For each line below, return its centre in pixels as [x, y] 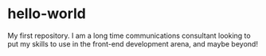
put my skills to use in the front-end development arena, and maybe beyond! [133, 43]
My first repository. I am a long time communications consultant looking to [129, 35]
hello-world [47, 14]
